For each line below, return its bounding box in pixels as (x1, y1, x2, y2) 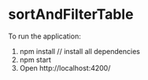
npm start (19, 55, 51, 64)
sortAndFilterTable (8, 5, 134, 24)
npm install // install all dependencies (19, 46, 140, 56)
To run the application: (8, 31, 81, 41)
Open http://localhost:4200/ (19, 63, 111, 72)
